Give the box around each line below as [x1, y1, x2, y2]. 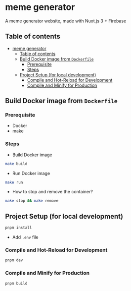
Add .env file [12, 234, 39, 240]
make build [5, 161, 28, 166]
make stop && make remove [5, 198, 58, 203]
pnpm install [5, 225, 32, 231]
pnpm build [5, 281, 28, 286]
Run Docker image [12, 170, 50, 176]
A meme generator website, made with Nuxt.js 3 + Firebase [5, 18, 127, 24]
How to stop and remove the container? [12, 189, 93, 195]
